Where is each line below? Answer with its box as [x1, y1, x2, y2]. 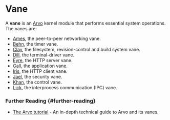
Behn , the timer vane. [12, 41, 58, 47]
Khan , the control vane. [12, 79, 62, 85]
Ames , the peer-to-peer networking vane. [12, 35, 101, 42]
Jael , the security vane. [12, 73, 62, 79]
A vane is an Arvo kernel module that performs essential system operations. [5, 20, 166, 26]
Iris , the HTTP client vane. [12, 68, 68, 74]
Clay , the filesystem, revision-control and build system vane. [12, 46, 141, 52]
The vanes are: [5, 25, 37, 31]
